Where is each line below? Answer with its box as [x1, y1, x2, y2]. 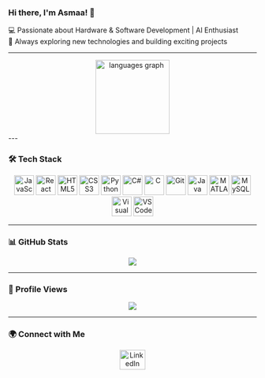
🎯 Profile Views [8, 283, 68, 294]
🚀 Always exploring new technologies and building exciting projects [8, 37, 228, 47]
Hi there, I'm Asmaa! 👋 [8, 7, 95, 18]
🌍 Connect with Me [8, 329, 85, 340]
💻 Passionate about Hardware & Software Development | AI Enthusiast [8, 25, 239, 35]
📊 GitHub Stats [8, 236, 69, 247]
